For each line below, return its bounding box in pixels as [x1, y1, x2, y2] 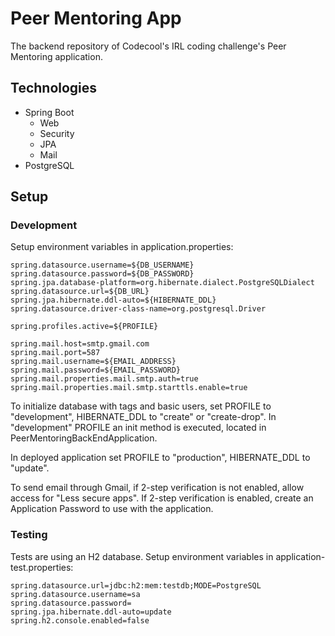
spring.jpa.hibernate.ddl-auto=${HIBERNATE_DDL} [10, 295, 217, 306]
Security [39, 127, 75, 139]
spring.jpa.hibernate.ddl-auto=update [10, 607, 172, 617]
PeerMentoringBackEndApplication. [10, 432, 158, 444]
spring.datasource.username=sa [10, 589, 141, 599]
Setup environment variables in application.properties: [10, 241, 234, 253]
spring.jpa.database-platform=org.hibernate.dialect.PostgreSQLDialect [10, 278, 315, 288]
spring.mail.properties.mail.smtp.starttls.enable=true [10, 383, 248, 393]
